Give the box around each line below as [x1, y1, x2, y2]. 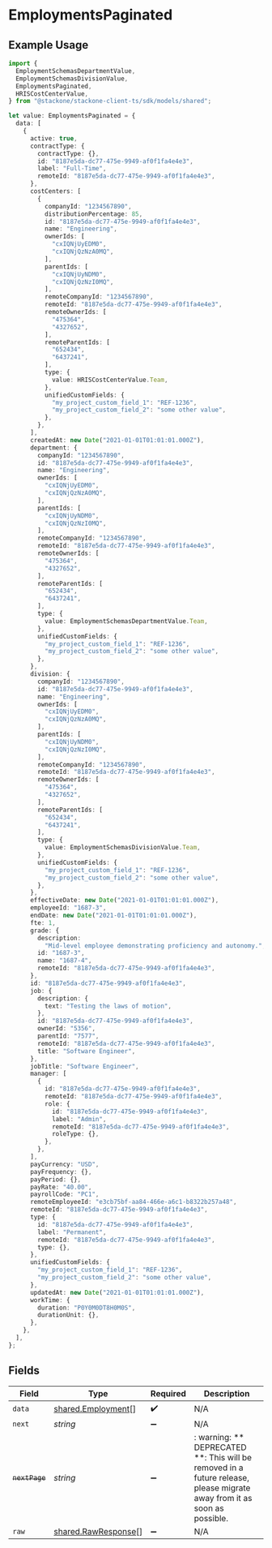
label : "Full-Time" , [37, 165, 107, 173]
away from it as [193, 1492, 253, 1503]
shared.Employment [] [53, 1404, 136, 1415]
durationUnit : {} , [37, 1311, 100, 1319]
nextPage [12, 1473, 46, 1482]
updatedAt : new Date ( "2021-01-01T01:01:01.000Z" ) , [29, 1288, 205, 1296]
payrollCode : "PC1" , [29, 1190, 100, 1198]
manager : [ [29, 1069, 67, 1078]
